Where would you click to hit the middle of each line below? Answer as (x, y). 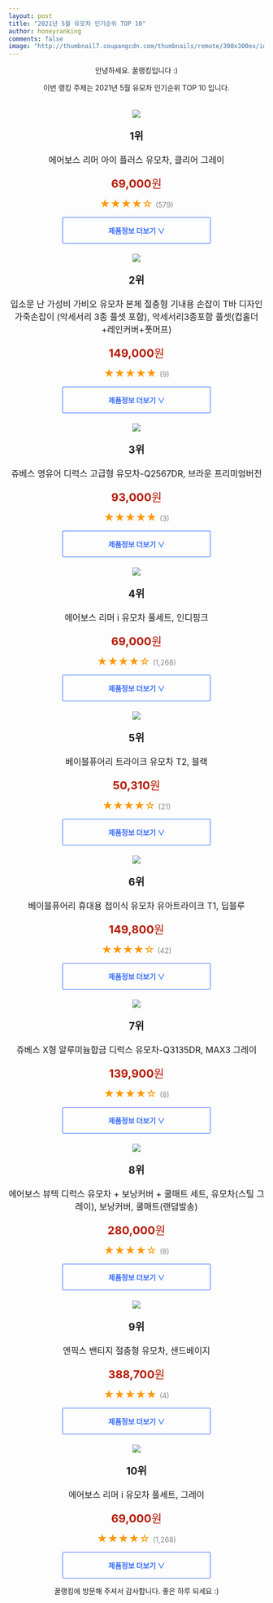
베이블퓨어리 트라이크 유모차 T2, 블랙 (136, 762)
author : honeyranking (45, 31)
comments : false (36, 39)
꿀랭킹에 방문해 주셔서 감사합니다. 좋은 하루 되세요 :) (136, 1591)
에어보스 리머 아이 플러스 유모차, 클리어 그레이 (136, 160)
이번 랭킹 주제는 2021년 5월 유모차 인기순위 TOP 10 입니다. (136, 88)
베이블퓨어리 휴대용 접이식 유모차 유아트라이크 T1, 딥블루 (136, 907)
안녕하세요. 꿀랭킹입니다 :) (136, 71)
